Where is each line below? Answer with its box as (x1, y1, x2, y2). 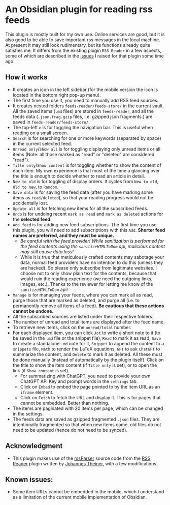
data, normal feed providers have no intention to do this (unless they (20, 259, 163, 265)
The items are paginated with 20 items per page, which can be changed (12, 405, 163, 411)
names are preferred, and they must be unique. (12, 232, 114, 239)
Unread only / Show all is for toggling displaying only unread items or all (12, 146, 161, 152)
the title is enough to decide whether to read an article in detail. (12, 173, 146, 179)
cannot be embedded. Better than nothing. (20, 400, 110, 406)
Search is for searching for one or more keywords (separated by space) (12, 135, 161, 141)
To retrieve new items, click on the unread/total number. (12, 324, 132, 330)
